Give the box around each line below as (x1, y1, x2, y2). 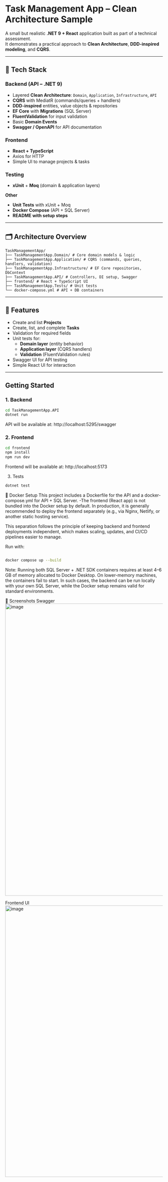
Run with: (5, 544, 25, 550)
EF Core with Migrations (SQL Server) (12, 108, 91, 114)
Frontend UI (5, 900, 30, 906)
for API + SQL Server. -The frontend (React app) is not (34, 498, 146, 504)
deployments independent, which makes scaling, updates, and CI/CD (5, 529, 147, 535)
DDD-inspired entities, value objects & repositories (12, 102, 117, 108)
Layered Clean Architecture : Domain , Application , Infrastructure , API (12, 92, 157, 98)
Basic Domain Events (12, 118, 57, 124)
